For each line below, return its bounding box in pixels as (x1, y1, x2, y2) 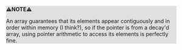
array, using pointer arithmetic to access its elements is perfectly (6, 30, 169, 37)
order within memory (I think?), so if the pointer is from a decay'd (6, 24, 170, 31)
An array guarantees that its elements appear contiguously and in (6, 18, 170, 24)
